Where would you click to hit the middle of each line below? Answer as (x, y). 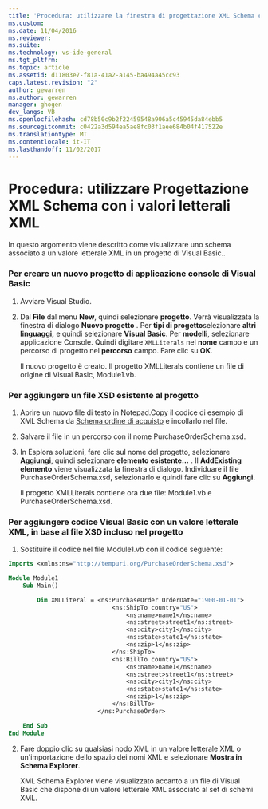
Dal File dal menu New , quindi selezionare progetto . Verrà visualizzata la (140, 317)
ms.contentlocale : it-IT (49, 142)
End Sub (35, 726)
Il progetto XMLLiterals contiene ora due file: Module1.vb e (116, 492)
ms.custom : (26, 23)
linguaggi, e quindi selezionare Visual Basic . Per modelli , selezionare (134, 333)
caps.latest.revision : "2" (53, 82)
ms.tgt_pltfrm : (33, 61)
